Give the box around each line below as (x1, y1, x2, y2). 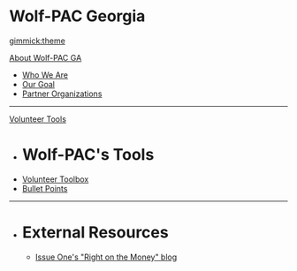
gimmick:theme (9, 35, 66, 46)
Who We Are (21, 69, 69, 80)
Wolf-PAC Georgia (9, 6, 146, 26)
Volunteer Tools (9, 113, 66, 124)
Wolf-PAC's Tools (21, 145, 155, 165)
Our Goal (21, 79, 56, 89)
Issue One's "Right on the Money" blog (34, 252, 178, 262)
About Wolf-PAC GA (9, 52, 82, 63)
